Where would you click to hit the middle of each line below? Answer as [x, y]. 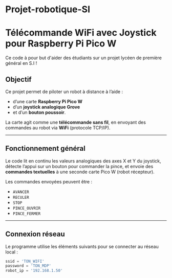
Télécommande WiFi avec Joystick [81, 33]
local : [12, 252]
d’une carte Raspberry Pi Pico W [48, 101]
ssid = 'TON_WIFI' [25, 261]
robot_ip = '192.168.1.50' [34, 271]
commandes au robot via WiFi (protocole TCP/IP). [58, 128]
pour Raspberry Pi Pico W [61, 44]
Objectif [18, 79]
